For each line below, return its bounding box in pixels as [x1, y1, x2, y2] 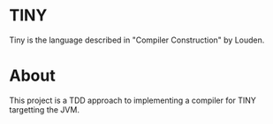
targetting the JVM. [9, 104, 80, 115]
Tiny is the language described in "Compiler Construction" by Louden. [9, 35, 265, 45]
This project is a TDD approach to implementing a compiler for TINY [9, 95, 256, 105]
